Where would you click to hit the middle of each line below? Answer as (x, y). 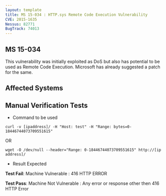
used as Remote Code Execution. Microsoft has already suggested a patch (83, 67)
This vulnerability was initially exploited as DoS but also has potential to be (83, 61)
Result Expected (30, 164)
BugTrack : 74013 (22, 29)
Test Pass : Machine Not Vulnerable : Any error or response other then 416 (82, 183)
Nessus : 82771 (20, 24)
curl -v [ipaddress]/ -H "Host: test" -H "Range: (59, 127)
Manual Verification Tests (47, 105)
